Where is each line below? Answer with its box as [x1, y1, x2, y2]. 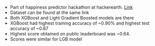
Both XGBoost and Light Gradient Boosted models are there [10, 15, 134, 20]
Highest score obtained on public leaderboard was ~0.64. [10, 31, 130, 36]
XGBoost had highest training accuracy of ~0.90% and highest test [10, 20, 150, 26]
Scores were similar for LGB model [10, 36, 82, 42]
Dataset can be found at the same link [10, 9, 89, 15]
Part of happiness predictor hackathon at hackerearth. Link [10, 4, 133, 10]
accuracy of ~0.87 [10, 25, 49, 31]
